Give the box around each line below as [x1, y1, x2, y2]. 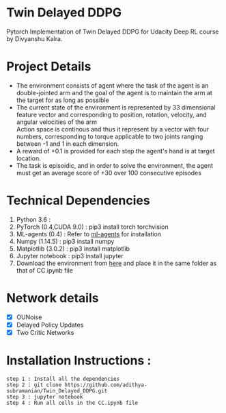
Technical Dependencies [6, 193, 151, 208]
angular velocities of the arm [16, 118, 97, 126]
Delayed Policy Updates [16, 321, 84, 329]
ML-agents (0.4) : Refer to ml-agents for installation [16, 229, 162, 238]
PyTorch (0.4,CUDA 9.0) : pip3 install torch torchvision [16, 223, 169, 231]
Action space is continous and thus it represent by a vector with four [16, 125, 210, 133]
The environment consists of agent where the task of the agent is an [16, 81, 209, 90]
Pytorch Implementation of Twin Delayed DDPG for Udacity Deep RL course [6, 27, 219, 36]
